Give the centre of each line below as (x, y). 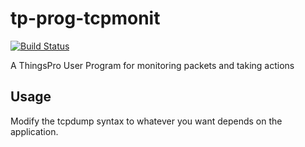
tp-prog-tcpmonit (85, 18)
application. (34, 131)
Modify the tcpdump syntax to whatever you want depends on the (146, 121)
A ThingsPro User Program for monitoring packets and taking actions (152, 65)
